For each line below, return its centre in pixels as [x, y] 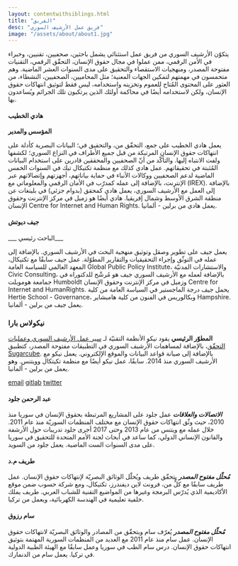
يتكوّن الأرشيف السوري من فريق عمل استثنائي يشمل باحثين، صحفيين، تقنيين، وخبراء [119, 54]
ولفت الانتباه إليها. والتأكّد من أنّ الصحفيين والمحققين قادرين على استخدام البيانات [114, 160]
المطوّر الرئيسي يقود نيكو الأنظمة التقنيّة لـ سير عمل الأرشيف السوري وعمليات [110, 338]
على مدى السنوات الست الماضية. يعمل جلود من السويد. [81, 444]
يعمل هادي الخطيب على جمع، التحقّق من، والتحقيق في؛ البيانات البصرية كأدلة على [115, 145]
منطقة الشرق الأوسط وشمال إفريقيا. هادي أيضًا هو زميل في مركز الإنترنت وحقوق [115, 198]
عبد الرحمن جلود [30, 398]
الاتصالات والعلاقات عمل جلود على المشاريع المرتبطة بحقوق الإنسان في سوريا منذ [115, 415]
